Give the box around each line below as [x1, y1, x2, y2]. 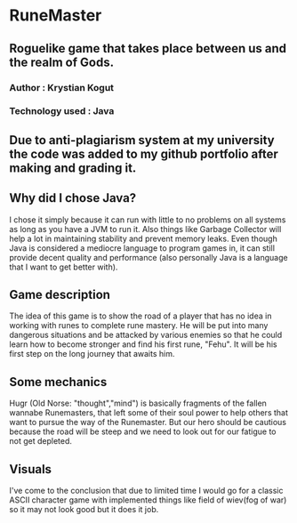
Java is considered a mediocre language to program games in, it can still [9, 242, 276, 253]
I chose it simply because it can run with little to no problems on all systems [9, 214, 286, 225]
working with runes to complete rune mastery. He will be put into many [9, 320, 269, 331]
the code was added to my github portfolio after [9, 146, 278, 161]
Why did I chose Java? [9, 190, 137, 205]
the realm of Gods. [9, 54, 114, 69]
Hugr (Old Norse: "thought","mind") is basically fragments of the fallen [9, 398, 267, 409]
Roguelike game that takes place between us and [9, 41, 287, 56]
